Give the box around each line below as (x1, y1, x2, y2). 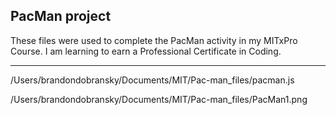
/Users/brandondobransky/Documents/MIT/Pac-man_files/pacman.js (10, 74, 295, 86)
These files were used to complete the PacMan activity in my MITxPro (10, 34, 298, 46)
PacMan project (10, 8, 112, 25)
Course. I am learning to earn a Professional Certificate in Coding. (10, 45, 282, 57)
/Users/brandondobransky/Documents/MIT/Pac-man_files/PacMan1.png (10, 93, 308, 105)
